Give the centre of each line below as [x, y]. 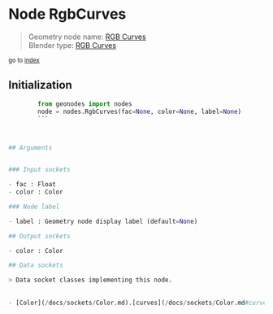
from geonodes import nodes [85, 104]
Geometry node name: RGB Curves [87, 37]
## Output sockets [39, 236]
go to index [24, 60]
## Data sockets [36, 265]
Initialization [41, 85]
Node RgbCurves [67, 14]
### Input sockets [39, 170]
